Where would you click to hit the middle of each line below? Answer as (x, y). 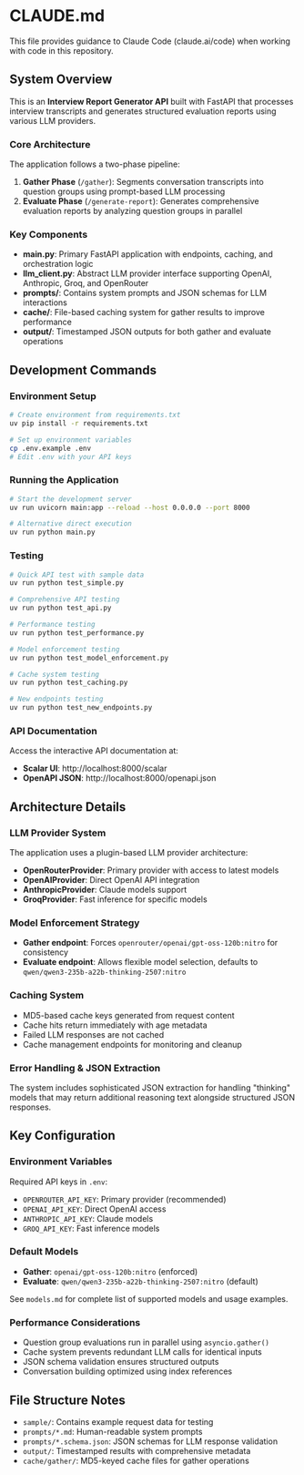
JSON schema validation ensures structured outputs (121, 1362)
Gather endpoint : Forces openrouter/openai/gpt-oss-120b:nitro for (150, 943)
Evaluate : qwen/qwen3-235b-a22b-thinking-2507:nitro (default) (141, 1281)
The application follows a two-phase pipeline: (95, 164)
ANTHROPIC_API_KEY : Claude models (88, 1218)
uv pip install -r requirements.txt (79, 423)
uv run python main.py (52, 533)
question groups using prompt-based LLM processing (124, 191)
